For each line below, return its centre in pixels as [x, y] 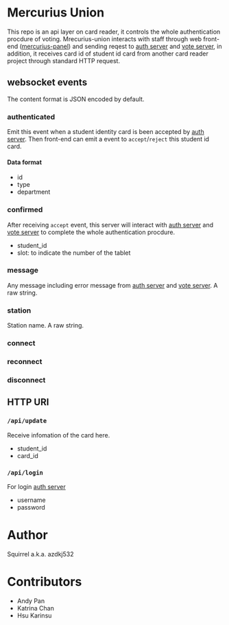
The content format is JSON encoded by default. [76, 99]
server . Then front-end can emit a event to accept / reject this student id [108, 139]
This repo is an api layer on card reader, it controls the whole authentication [114, 32]
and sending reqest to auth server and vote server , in [147, 46]
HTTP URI [28, 402]
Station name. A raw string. [46, 326]
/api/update [27, 421]
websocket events [47, 83]
